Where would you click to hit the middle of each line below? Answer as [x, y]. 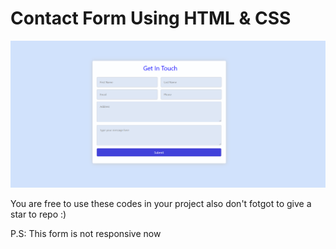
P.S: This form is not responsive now [86, 233]
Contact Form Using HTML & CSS [151, 18]
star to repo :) [38, 214]
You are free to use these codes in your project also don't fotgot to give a [161, 203]
